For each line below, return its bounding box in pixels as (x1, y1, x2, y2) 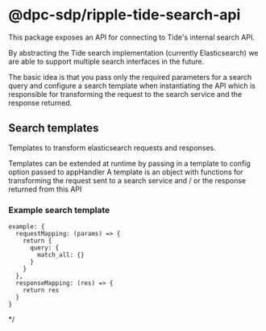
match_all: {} (37, 251, 85, 259)
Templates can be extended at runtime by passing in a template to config (8, 158, 251, 168)
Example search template (8, 204, 110, 216)
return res (23, 287, 60, 295)
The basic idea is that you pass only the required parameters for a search (8, 72, 252, 82)
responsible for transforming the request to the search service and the (8, 89, 243, 98)
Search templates (8, 121, 99, 135)
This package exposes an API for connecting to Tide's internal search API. (8, 32, 256, 42)
